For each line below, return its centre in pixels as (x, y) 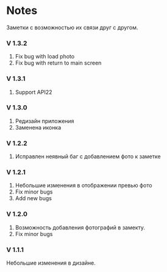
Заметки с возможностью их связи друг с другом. (72, 27)
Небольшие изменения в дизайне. (51, 263)
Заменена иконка (38, 127)
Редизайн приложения (44, 121)
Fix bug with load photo (45, 57)
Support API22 (34, 92)
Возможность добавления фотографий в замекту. (80, 227)
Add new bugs (33, 198)
